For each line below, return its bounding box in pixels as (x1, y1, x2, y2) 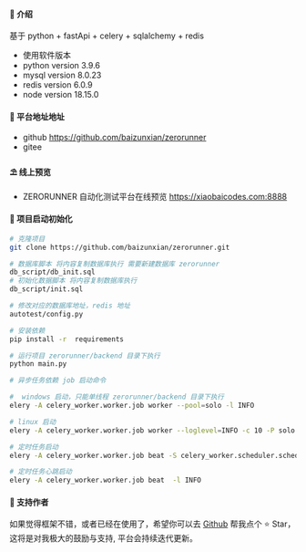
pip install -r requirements (9, 334, 125, 344)
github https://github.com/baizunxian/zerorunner (22, 132, 207, 143)
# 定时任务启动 (9, 443, 59, 452)
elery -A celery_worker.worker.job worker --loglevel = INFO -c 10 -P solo (9, 425, 296, 435)
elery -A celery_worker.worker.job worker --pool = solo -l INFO (9, 401, 255, 411)
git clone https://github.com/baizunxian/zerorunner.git (9, 243, 230, 252)
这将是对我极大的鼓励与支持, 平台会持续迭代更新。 (9, 533, 198, 544)
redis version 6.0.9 (22, 79, 93, 90)
